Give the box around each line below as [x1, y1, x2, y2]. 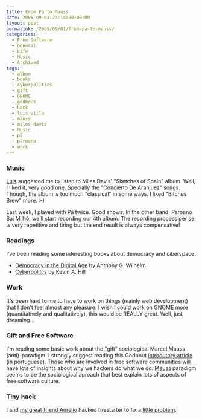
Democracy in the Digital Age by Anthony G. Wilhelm [14, 262, 146, 269]
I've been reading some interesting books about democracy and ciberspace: [6, 250, 196, 258]
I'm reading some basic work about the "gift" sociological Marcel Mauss [6, 345, 186, 352]
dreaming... [6, 316, 35, 323]
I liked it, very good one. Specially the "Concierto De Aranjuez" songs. [6, 184, 181, 191]
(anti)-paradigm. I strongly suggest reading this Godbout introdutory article [6, 351, 193, 359]
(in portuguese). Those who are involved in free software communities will [6, 358, 191, 365]
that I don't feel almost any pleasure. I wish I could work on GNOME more [6, 304, 189, 311]
